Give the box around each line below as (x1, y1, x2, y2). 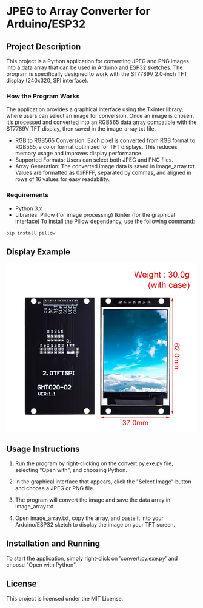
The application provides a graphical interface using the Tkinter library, (6, 106, 184, 113)
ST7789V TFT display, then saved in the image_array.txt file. (6, 125, 156, 132)
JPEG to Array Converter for (6, 4, 150, 18)
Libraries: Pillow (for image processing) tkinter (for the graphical (15, 211, 176, 218)
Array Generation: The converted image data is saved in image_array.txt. (15, 163, 196, 170)
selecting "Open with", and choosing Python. (15, 466, 127, 473)
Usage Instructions (6, 443, 80, 454)
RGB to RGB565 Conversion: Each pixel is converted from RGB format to (15, 137, 196, 144)
